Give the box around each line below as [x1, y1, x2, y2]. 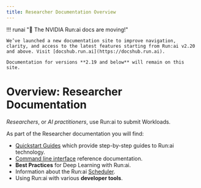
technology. [15, 148, 46, 156]
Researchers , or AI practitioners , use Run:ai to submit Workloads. [6, 118, 171, 126]
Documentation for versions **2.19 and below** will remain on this [6, 59, 185, 65]
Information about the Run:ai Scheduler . [15, 168, 115, 175]
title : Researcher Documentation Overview [6, 9, 116, 15]
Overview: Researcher [6, 85, 123, 99]
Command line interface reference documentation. [15, 154, 143, 162]
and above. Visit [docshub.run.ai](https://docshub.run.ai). [6, 48, 166, 55]
